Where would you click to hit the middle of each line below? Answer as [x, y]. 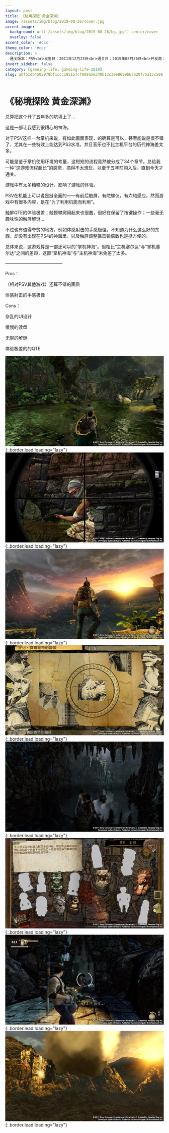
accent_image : [20, 27]
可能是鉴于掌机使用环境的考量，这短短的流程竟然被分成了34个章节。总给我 [83, 162]
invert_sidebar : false [29, 64]
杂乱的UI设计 [19, 317]
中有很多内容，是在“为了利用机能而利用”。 [53, 202]
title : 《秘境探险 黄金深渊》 [33, 16]
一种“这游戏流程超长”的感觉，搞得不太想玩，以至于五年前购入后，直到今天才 [84, 168]
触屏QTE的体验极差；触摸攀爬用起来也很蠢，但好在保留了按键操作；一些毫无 [84, 213]
